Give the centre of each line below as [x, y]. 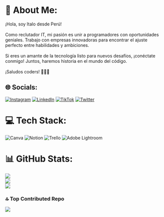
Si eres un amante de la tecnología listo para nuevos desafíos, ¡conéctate [80, 56]
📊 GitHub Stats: [39, 159]
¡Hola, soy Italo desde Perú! [33, 24]
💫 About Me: [31, 10]
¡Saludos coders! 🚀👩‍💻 [27, 71]
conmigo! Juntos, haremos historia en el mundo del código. [66, 61]
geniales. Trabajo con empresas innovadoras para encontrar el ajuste [77, 40]
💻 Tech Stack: [36, 120]
